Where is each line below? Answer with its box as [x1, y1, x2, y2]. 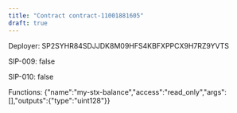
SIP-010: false [8, 72, 54, 81]
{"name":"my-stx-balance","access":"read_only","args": [44, 87, 227, 96]
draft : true [8, 19, 48, 27]
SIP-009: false [8, 56, 56, 66]
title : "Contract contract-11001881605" [8, 11, 145, 20]
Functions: [8, 87, 43, 96]
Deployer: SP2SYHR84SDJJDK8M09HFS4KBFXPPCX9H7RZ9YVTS [8, 41, 229, 50]
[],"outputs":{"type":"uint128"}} [8, 95, 111, 105]
